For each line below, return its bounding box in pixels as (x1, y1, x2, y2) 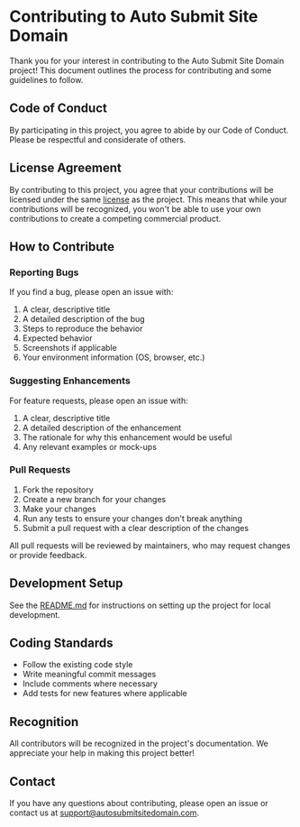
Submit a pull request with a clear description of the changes (22, 522, 250, 533)
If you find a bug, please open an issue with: (9, 287, 174, 298)
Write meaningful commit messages (22, 669, 157, 680)
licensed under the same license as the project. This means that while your (9, 194, 287, 205)
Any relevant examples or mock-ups (22, 441, 158, 452)
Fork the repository (22, 484, 95, 495)
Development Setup (9, 575, 123, 592)
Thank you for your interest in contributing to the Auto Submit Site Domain (9, 55, 285, 66)
